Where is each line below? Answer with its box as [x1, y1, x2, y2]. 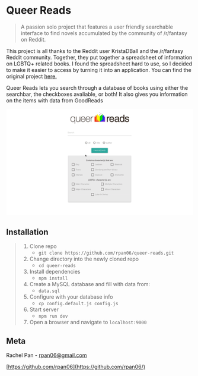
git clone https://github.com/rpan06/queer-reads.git [38, 250, 174, 256]
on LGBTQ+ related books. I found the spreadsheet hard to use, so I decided [6, 60, 193, 67]
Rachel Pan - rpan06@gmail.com [6, 352, 87, 359]
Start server [29, 306, 59, 313]
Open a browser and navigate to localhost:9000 [29, 319, 147, 326]
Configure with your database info [29, 293, 114, 300]
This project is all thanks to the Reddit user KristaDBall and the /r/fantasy [6, 47, 184, 54]
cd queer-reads [38, 263, 76, 269]
